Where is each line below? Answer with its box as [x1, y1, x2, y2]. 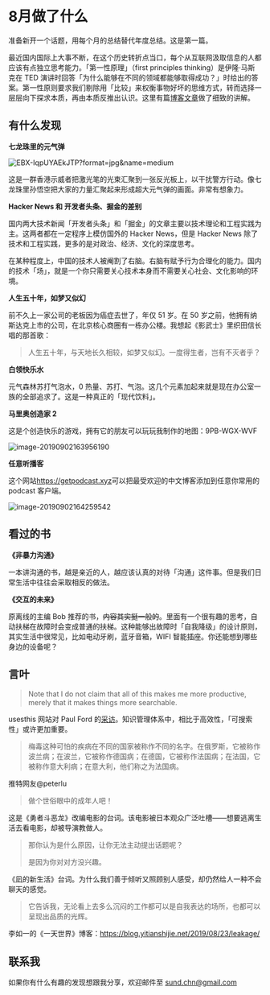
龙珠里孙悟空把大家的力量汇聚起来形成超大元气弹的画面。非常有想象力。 [8, 184, 247, 194]
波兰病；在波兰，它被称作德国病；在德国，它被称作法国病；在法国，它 [27, 752, 261, 762]
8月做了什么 [8, 7, 88, 26]
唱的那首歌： [8, 330, 51, 340]
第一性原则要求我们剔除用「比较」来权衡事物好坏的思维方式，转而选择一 [22, 82, 262, 93]
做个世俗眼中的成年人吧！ [27, 796, 113, 806]
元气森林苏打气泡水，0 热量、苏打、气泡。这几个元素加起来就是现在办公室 [8, 382, 255, 391]
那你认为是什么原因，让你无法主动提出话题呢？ [27, 840, 183, 850]
